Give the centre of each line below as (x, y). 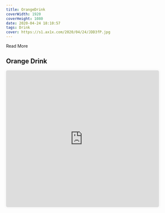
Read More (17, 46)
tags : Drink (18, 28)
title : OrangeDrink (26, 9)
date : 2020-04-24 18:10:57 (33, 23)
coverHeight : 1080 (25, 18)
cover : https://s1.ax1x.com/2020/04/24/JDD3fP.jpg (58, 32)
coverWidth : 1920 (24, 14)
